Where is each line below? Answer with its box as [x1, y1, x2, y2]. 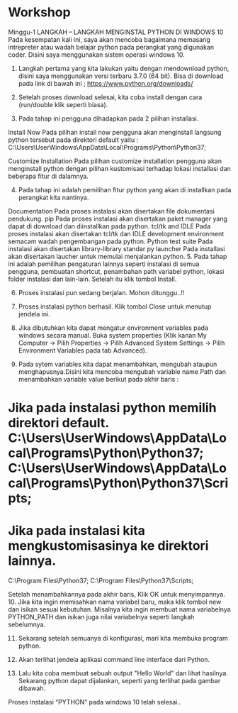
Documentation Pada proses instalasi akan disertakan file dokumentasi [8, 206, 215, 215]
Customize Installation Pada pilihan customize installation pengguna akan [8, 157, 222, 165]
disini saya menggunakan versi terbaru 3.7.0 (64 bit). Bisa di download [18, 72, 224, 80]
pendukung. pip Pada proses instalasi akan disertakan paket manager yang [8, 214, 227, 223]
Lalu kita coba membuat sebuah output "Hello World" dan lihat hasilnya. [18, 669, 229, 678]
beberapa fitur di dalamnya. [8, 172, 89, 180]
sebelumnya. [8, 620, 45, 629]
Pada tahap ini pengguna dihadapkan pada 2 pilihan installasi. [18, 114, 199, 123]
